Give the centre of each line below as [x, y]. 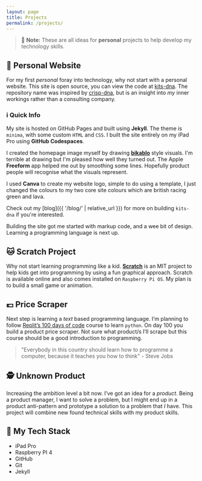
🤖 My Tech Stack [38, 431]
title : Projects [27, 17]
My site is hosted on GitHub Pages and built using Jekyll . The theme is [94, 129]
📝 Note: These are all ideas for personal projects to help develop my [106, 40]
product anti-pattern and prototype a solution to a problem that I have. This [99, 406]
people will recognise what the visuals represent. [67, 172]
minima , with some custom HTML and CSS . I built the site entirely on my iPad [98, 135]
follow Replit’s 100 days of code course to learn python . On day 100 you [95, 325]
